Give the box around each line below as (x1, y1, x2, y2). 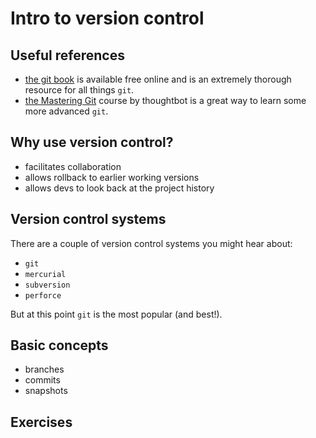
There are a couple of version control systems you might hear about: (10, 237, 293, 249)
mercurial (24, 269, 67, 279)
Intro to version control (10, 7, 205, 30)
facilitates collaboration (24, 160, 122, 172)
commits (24, 374, 61, 386)
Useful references (10, 47, 125, 64)
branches (24, 363, 65, 376)
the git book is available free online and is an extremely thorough (24, 73, 292, 85)
